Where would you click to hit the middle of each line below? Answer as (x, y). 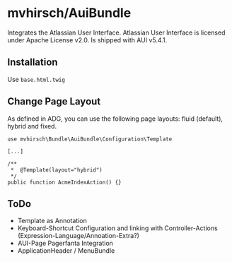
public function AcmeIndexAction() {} (64, 182)
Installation (33, 62)
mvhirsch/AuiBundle (69, 13)
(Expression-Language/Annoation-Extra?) (79, 236)
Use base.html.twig (36, 79)
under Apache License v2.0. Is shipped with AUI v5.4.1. (87, 40)
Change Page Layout (54, 101)
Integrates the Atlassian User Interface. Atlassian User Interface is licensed (116, 32)
